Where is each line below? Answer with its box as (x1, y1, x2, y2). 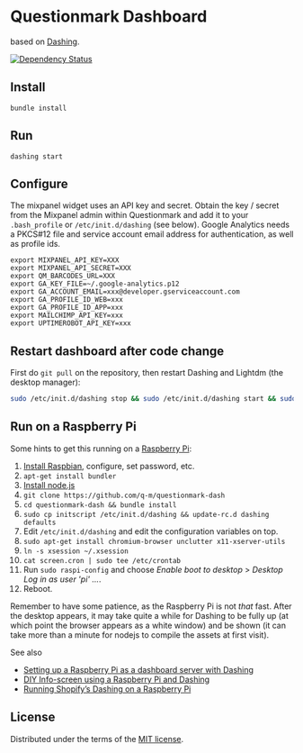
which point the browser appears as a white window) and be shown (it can (10, 620, 287, 631)
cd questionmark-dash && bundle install (22, 500, 177, 510)
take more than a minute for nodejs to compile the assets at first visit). (10, 629, 270, 640)
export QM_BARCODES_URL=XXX (10, 272, 116, 281)
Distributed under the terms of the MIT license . (10, 733, 184, 744)
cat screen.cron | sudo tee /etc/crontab (22, 556, 181, 565)
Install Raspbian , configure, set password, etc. (22, 460, 195, 471)
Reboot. (22, 583, 53, 594)
